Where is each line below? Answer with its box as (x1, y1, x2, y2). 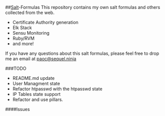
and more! (12, 41, 34, 47)
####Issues (5, 106, 30, 112)
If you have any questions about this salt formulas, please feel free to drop (5, 50, 159, 56)
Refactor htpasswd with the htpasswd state (12, 86, 103, 92)
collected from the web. (5, 10, 55, 16)
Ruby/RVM (12, 35, 35, 41)
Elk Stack (12, 25, 32, 31)
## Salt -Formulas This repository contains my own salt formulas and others (5, 5, 160, 10)
